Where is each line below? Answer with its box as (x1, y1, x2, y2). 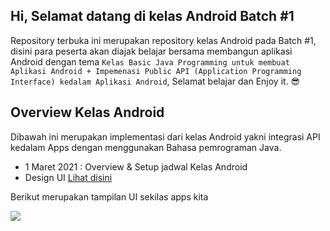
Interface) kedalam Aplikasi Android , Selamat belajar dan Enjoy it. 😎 (10, 75, 301, 87)
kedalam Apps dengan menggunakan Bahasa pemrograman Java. (10, 141, 282, 153)
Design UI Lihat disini (24, 171, 113, 183)
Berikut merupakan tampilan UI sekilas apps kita (10, 190, 209, 203)
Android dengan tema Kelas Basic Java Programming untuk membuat (10, 55, 290, 68)
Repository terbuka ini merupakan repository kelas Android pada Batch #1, (10, 34, 317, 46)
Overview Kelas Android (10, 104, 165, 121)
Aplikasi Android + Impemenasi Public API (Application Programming (10, 66, 302, 76)
